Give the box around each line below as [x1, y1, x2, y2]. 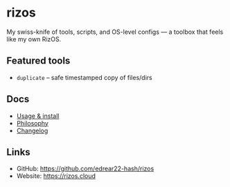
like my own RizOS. [6, 35, 62, 43]
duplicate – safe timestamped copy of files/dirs [16, 73, 153, 81]
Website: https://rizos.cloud [16, 172, 96, 180]
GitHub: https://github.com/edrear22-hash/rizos [16, 164, 154, 173]
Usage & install [16, 112, 60, 120]
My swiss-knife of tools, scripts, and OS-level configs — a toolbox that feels [6, 28, 224, 36]
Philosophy [16, 119, 49, 127]
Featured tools [6, 55, 71, 67]
